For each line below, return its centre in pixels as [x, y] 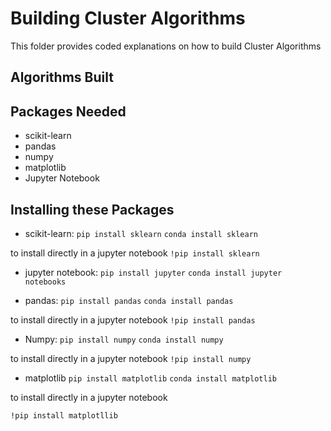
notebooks [45, 282]
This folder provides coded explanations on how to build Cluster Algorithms [166, 46]
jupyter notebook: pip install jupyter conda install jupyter [153, 272]
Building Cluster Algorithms [128, 18]
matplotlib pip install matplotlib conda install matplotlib [150, 378]
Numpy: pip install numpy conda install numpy [124, 339]
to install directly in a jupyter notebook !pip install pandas [133, 319]
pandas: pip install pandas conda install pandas [129, 300]
